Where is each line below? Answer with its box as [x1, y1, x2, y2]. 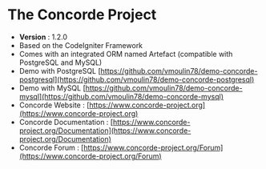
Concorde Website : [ [18, 100, 90, 110]
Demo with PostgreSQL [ [18, 66, 101, 75]
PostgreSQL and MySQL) [18, 58, 103, 67]
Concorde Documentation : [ [18, 117, 114, 127]
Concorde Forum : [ [18, 143, 84, 152]
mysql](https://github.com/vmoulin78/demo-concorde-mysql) [18, 91, 224, 101]
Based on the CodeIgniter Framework [18, 40, 143, 50]
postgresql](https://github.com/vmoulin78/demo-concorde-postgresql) [18, 74, 255, 84]
